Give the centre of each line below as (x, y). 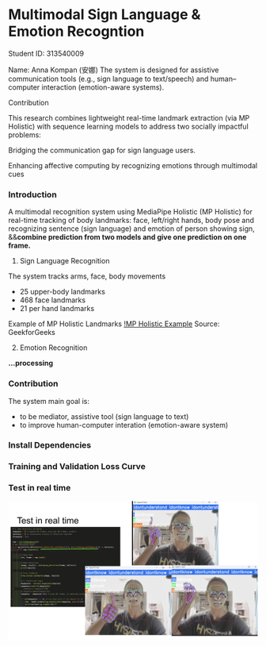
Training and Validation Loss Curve (77, 467)
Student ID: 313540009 (46, 53)
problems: (25, 135)
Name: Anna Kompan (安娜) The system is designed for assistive (114, 70)
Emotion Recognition (53, 348)
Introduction (32, 194)
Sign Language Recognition (65, 261)
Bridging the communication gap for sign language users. (102, 150)
